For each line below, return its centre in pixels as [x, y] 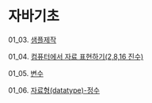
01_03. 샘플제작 [32, 40]
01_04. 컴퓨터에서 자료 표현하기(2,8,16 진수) [76, 56]
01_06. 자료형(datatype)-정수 [54, 90]
